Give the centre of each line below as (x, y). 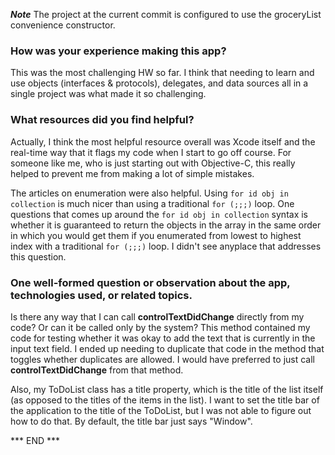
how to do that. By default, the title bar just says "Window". (131, 421)
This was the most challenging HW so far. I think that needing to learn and (162, 73)
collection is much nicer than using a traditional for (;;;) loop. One (152, 203)
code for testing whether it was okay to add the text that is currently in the (163, 338)
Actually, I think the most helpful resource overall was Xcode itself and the (163, 141)
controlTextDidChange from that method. (97, 370)
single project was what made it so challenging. (108, 94)
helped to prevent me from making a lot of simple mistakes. (132, 173)
